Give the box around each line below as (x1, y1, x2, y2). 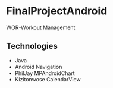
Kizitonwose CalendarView (14, 76, 81, 83)
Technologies (6, 41, 58, 51)
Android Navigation (14, 63, 62, 70)
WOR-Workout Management (6, 24, 76, 31)
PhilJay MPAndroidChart (14, 70, 76, 77)
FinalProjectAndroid (6, 4, 108, 18)
